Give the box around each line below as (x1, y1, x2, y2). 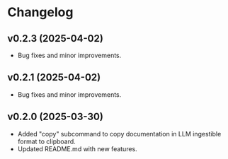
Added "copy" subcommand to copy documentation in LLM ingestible (17, 129, 222, 138)
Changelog (7, 4, 74, 20)
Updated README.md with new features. (17, 144, 138, 153)
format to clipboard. (17, 137, 76, 146)
